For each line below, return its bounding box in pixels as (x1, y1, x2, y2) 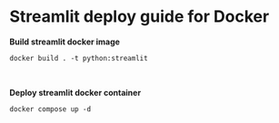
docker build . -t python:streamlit (9, 53, 148, 62)
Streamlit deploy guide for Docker (9, 6, 270, 27)
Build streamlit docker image (9, 36, 121, 47)
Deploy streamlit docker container (9, 87, 142, 98)
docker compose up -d (9, 104, 92, 114)
